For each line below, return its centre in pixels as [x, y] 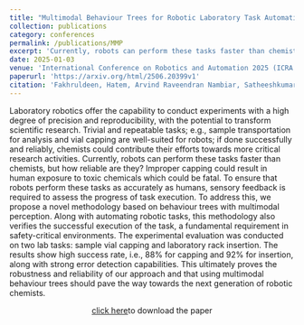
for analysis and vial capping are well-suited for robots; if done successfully [151, 139]
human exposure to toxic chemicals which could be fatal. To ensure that [143, 178]
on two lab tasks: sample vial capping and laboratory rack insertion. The [144, 245]
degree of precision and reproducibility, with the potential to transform [140, 120]
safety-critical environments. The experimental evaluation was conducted [147, 235]
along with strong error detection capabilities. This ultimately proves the [143, 264]
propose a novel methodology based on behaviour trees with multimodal [145, 206]
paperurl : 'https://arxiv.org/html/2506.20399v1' [105, 77]
